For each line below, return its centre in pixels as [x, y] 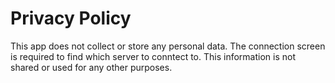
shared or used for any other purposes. [91, 67]
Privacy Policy [71, 18]
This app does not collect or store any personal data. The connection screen [168, 46]
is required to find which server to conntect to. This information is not [153, 56]
